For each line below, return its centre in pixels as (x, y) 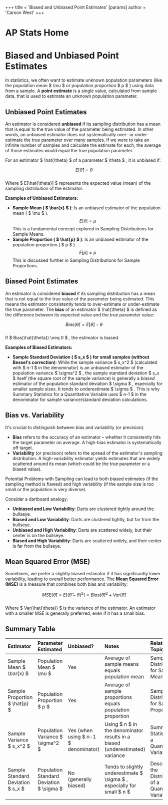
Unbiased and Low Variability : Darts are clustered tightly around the (83, 509)
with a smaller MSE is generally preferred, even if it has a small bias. (75, 613)
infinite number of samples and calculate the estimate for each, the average (83, 145)
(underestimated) (125, 749)
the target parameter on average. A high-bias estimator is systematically (87, 442)
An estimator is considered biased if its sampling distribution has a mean (80, 293)
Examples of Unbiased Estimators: (42, 198)
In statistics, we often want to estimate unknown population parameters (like (84, 80)
